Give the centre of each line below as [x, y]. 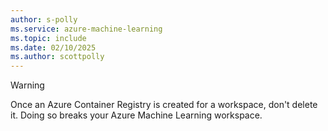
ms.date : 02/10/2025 [53, 47]
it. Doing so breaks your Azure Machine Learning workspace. [136, 115]
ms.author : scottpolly [57, 57]
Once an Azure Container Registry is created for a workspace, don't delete [164, 105]
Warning [27, 85]
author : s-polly [44, 19]
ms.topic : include [48, 38]
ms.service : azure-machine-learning [86, 29]
